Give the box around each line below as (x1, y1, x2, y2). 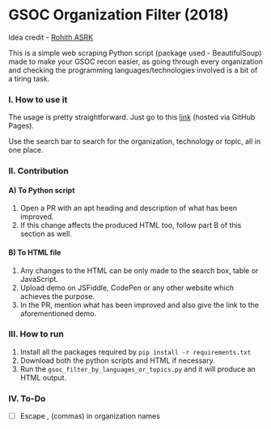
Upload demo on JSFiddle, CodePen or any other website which (19, 283, 235, 292)
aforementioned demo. (19, 309, 97, 318)
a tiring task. (8, 74, 50, 83)
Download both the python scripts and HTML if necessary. (19, 355, 216, 365)
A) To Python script (8, 185, 75, 195)
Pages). (8, 121, 35, 131)
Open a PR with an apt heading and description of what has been (19, 204, 237, 213)
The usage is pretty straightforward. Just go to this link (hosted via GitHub (8, 112, 256, 122)
